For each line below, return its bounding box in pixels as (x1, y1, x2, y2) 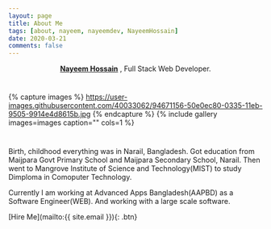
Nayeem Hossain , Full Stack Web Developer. (60, 64, 211, 73)
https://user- (85, 92, 127, 102)
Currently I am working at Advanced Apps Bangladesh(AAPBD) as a (8, 187, 234, 198)
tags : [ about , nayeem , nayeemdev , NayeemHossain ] (8, 27, 179, 35)
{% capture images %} (8, 92, 85, 102)
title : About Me (8, 19, 63, 27)
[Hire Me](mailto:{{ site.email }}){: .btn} (8, 211, 138, 222)
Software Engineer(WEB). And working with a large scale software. (8, 196, 231, 206)
